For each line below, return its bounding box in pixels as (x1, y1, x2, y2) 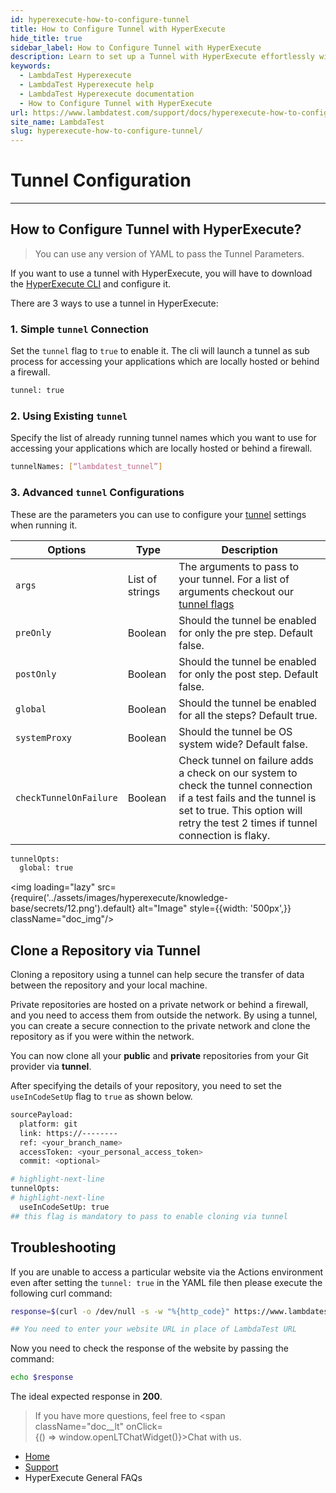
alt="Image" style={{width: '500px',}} (137, 902, 292, 915)
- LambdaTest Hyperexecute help (19, 80, 155, 90)
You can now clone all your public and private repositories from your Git (10, 1050, 309, 1062)
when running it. (10, 519, 78, 531)
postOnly (15, 668, 57, 680)
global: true (19, 863, 74, 873)
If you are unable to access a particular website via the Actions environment (10, 1266, 324, 1278)
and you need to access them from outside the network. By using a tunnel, (10, 1009, 318, 1021)
